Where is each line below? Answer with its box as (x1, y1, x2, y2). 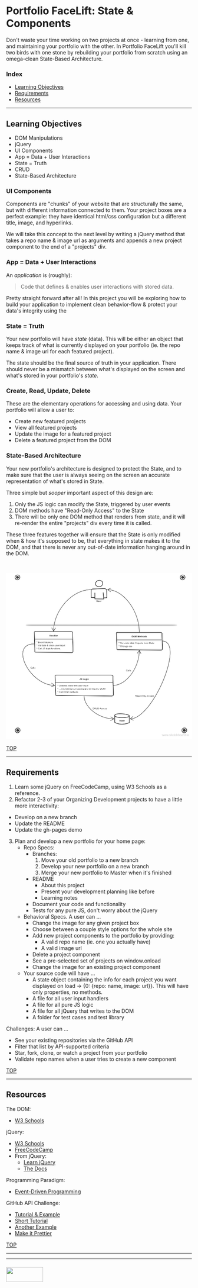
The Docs (23, 1165, 47, 1172)
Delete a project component (32, 951, 100, 958)
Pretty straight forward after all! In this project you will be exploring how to (6, 294, 186, 301)
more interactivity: (14, 802, 59, 809)
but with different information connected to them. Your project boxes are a (6, 207, 187, 214)
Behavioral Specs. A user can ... (23, 913, 101, 920)
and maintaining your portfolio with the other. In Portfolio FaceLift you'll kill (6, 43, 187, 50)
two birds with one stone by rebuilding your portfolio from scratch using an (6, 49, 188, 56)
